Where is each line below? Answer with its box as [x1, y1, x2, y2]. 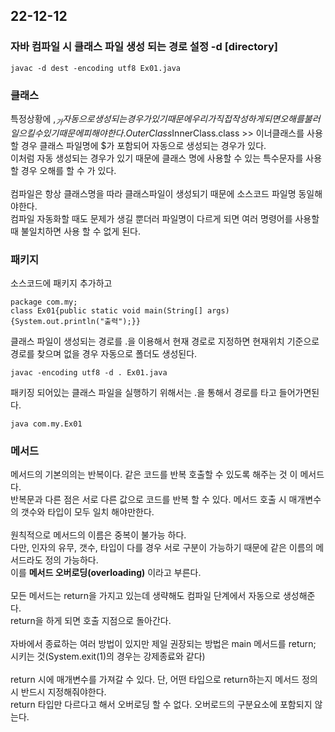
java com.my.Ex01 [10, 419, 83, 429]
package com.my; [10, 297, 78, 308]
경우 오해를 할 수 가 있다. [20, 164, 117, 176]
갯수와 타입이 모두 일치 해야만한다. [20, 506, 155, 518]
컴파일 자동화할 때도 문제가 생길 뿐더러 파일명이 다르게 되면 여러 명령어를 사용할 [10, 212, 320, 224]
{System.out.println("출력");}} [10, 317, 142, 327]
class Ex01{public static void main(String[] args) [10, 306, 230, 316]
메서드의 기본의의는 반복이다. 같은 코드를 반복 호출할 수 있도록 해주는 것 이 [10, 469, 298, 481]
